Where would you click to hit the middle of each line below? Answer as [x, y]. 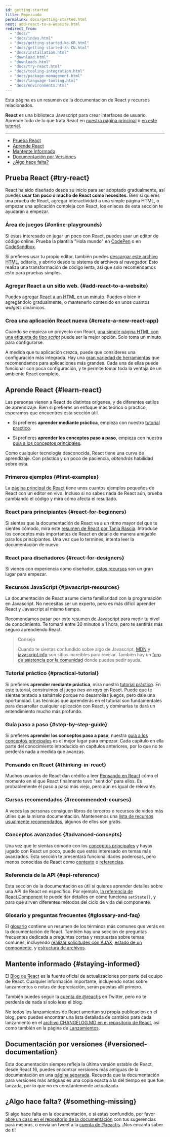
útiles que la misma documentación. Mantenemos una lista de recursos [79, 816]
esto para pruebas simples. [34, 272]
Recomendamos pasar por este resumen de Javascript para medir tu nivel [82, 619]
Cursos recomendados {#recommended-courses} [68, 800]
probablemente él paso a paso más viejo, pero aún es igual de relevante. [81, 787]
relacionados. [19, 105]
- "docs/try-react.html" [36, 66]
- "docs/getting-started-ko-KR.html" [50, 43]
